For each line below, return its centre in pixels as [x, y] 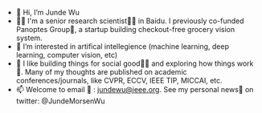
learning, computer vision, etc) [67, 55]
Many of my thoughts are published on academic [106, 72]
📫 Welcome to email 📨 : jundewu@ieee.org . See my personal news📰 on [135, 89]
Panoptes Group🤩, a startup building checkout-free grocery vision [125, 29]
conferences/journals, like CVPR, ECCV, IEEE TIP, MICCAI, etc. [119, 81]
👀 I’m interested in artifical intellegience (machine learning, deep [123, 46]
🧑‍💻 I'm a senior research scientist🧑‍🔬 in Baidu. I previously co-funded [130, 21]
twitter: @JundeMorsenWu [61, 101]
